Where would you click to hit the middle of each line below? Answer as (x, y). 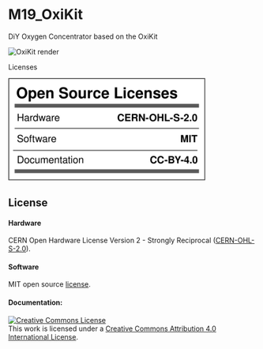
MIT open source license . (49, 284)
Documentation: (36, 302)
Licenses (23, 67)
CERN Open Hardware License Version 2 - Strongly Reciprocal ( (112, 240)
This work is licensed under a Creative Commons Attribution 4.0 (113, 328)
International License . (43, 336)
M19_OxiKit (45, 15)
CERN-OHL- (235, 240)
